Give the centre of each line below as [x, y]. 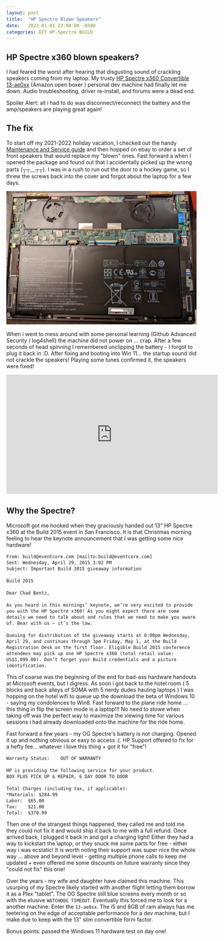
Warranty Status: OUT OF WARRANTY [54, 758]
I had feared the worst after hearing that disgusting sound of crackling [94, 72]
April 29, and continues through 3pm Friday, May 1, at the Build [91, 641]
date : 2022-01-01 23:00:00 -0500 [51, 25]
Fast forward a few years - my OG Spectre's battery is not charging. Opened [101, 733]
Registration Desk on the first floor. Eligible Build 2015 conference [98, 647]
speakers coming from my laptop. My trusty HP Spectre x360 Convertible [98, 78]
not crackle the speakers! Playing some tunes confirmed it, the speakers [96, 360]
